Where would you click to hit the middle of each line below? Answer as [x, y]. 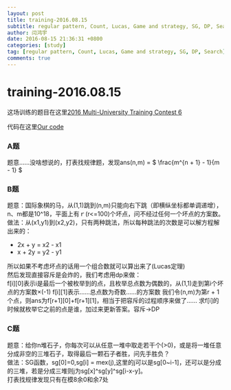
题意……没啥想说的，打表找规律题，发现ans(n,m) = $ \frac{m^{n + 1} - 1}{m [113, 162]
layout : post [26, 13]
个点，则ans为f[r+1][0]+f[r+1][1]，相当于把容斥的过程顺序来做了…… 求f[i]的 [113, 301]
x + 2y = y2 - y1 [39, 252]
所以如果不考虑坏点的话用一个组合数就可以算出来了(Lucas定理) [96, 266]
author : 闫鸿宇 [27, 33]
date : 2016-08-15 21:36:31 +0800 [55, 39]
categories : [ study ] [37, 45]
